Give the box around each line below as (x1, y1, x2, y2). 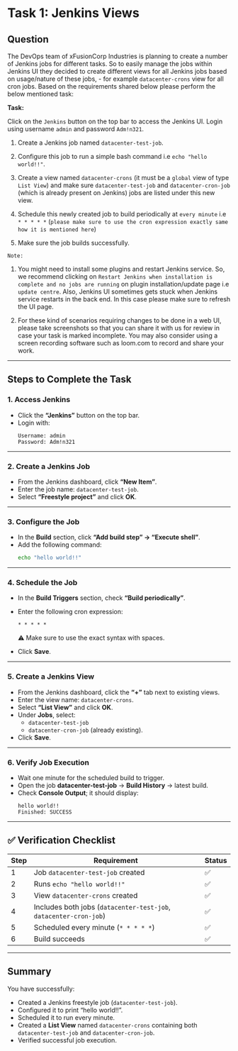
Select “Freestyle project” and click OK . (17, 492, 137, 501)
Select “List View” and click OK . (17, 703, 113, 711)
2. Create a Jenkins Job (7, 461, 91, 471)
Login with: (17, 418, 51, 427)
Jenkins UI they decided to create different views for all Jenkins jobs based (7, 67, 227, 75)
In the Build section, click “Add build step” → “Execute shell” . (17, 533, 200, 542)
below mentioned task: (7, 90, 74, 98)
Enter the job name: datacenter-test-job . (17, 484, 140, 494)
